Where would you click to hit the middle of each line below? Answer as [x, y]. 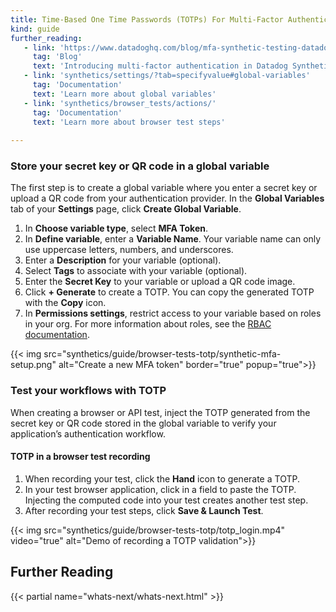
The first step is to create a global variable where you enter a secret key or [164, 188]
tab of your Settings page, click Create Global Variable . [126, 209]
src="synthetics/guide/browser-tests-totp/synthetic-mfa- [162, 354]
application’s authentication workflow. [88, 433]
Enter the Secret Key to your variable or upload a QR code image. [160, 282]
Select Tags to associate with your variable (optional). [136, 271]
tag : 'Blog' [57, 57]
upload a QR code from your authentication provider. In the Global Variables [167, 198]
